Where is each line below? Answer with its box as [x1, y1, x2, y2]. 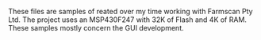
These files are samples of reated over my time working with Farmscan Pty [8, 7, 253, 16]
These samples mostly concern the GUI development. [8, 24, 184, 32]
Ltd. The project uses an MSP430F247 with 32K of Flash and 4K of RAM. [8, 15, 248, 24]
